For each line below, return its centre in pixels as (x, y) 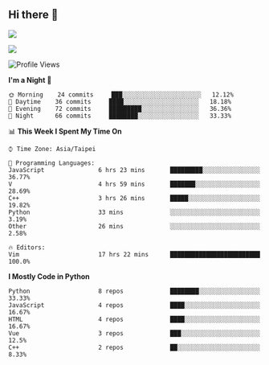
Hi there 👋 (33, 15)
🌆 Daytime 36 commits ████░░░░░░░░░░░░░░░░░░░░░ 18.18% (120, 101)
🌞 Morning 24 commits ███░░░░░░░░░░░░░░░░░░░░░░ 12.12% (121, 94)
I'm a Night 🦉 (30, 80)
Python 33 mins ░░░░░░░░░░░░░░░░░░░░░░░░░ (134, 212)
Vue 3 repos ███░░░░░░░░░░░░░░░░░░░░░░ (134, 333)
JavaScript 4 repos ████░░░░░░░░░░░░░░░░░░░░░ (134, 305)
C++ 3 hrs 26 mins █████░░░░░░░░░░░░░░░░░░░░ (134, 198)
